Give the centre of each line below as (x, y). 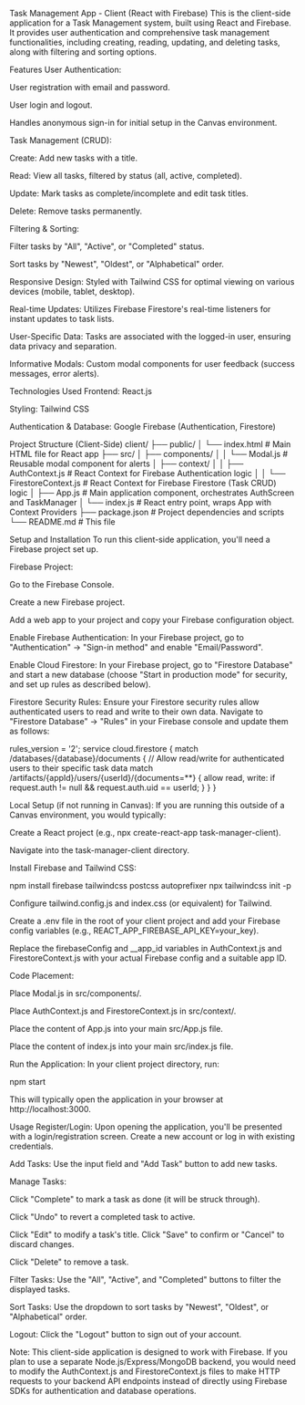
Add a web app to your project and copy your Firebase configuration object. (152, 620)
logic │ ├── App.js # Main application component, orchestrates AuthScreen (152, 493)
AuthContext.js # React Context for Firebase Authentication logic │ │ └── (148, 473)
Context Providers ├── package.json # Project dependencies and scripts (147, 512)
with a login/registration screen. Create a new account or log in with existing (152, 1136)
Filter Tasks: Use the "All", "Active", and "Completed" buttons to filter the (145, 1280)
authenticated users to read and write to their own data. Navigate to (137, 712)
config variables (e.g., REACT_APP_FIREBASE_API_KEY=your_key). (134, 931)
